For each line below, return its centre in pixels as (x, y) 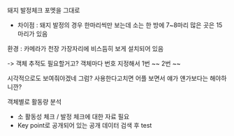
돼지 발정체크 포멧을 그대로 (44, 10)
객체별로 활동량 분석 (34, 102)
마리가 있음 (32, 34)
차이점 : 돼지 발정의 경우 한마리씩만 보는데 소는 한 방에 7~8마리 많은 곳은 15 (120, 25)
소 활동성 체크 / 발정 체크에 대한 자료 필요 (73, 116)
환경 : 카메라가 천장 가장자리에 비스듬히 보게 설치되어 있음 (86, 48)
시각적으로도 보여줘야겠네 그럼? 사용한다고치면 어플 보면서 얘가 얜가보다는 (108, 78)
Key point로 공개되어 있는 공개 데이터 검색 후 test (85, 125)
